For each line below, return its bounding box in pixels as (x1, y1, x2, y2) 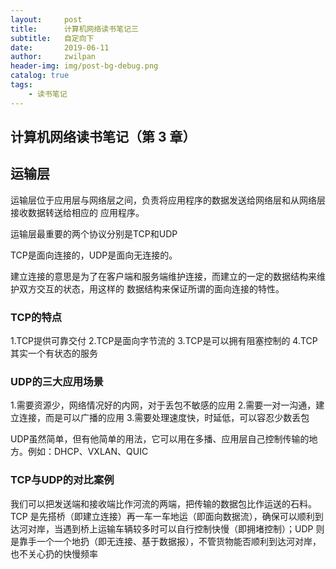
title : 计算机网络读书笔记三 (10, 24, 139, 34)
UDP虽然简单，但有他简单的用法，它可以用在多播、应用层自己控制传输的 (10, 433, 310, 445)
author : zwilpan (10, 52, 97, 62)
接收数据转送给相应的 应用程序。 (10, 206, 145, 218)
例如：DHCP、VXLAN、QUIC (27, 446, 149, 458)
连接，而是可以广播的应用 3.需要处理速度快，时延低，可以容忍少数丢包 (18, 412, 310, 424)
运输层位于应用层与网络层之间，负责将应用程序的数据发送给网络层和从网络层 (10, 194, 326, 206)
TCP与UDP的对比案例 (10, 473, 115, 487)
